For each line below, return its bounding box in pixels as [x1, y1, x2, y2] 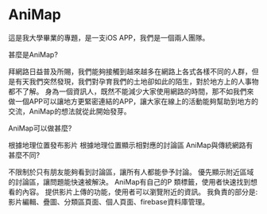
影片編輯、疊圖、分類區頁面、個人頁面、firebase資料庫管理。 [8, 196, 209, 206]
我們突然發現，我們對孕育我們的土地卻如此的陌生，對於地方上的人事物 [29, 76, 259, 86]
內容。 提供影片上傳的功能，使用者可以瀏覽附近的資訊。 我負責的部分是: [21, 187, 258, 196]
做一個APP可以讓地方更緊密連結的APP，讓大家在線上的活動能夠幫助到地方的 [8, 96, 259, 106]
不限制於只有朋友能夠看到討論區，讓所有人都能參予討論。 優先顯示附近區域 [8, 167, 254, 177]
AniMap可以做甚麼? [8, 123, 72, 133]
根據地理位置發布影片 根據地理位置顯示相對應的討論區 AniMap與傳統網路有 [8, 140, 253, 150]
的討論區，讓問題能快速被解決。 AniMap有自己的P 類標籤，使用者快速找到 [8, 177, 251, 186]
